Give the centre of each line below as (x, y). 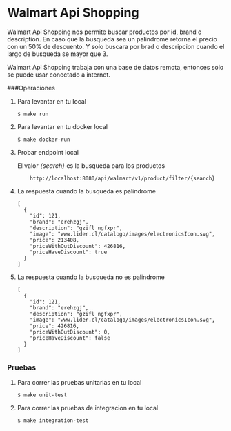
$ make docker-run (43, 140)
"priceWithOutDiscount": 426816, (78, 246)
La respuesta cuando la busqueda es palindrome (87, 191)
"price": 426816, (54, 326)
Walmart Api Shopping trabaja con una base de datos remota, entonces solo (115, 67)
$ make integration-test (53, 421)
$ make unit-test (42, 395)
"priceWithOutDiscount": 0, (70, 332)
